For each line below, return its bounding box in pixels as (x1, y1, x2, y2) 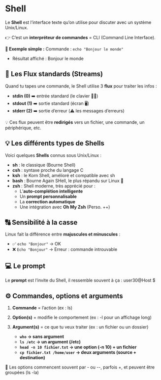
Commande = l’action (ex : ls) (12, 305, 73, 311)
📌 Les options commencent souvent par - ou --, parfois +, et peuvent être (5, 364, 155, 370)
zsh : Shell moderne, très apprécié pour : (12, 183, 96, 189)
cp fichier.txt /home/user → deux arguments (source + (19, 349, 137, 355)
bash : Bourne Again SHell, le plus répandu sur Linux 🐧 (12, 178, 124, 184)
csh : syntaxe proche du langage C (12, 167, 84, 173)
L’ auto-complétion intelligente (19, 188, 83, 194)
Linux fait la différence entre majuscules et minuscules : (5, 231, 121, 237)
